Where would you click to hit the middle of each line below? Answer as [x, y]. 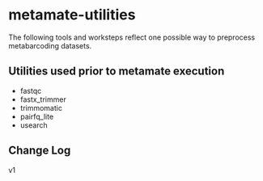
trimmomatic [41, 107]
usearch [34, 125]
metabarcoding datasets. [50, 45]
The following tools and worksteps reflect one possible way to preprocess [132, 37]
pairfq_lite [37, 116]
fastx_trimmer [43, 99]
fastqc [31, 90]
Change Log [40, 151]
